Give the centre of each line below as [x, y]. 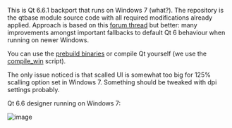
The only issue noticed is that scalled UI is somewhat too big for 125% [109, 75]
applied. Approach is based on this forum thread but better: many [102, 25]
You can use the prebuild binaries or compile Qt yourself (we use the [107, 53]
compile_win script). [37, 61]
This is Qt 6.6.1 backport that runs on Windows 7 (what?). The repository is [116, 10]
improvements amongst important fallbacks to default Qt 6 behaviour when [116, 32]
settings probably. [33, 90]
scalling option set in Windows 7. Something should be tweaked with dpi [112, 82]
